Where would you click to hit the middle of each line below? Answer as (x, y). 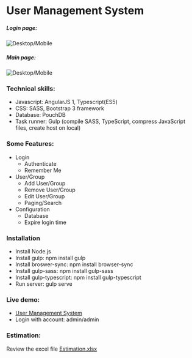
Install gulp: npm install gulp (50, 258)
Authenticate (40, 163)
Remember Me (43, 170)
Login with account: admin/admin (57, 319)
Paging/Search (43, 203)
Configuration (32, 209)
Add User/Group (45, 183)
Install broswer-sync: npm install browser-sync (74, 264)
